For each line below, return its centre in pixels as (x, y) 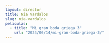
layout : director (23, 10)
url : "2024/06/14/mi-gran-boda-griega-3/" (59, 33)
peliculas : (17, 23)
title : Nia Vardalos (27, 14)
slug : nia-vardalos (26, 19)
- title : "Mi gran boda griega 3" (46, 28)
